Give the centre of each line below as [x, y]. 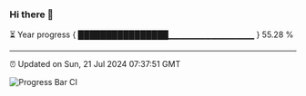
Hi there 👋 [32, 14]
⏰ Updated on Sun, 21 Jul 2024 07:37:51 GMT [95, 64]
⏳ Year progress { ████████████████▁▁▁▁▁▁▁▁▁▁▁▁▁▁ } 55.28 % [152, 34]
